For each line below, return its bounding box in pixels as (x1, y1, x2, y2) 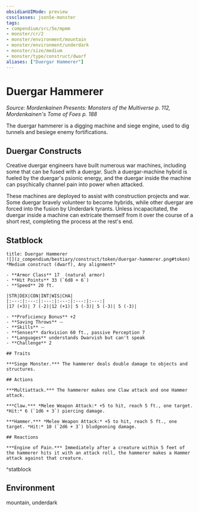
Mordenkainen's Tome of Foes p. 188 (6, 111, 97, 118)
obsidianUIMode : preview (6, 8, 68, 15)
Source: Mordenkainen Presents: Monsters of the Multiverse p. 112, (6, 104, 171, 111)
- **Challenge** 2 (6, 340, 52, 346)
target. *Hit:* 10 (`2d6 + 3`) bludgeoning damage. (6, 424, 137, 430)
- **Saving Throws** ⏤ (6, 319, 64, 325)
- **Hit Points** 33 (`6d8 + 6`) (6, 278, 89, 284)
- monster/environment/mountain (6, 36, 86, 42)
